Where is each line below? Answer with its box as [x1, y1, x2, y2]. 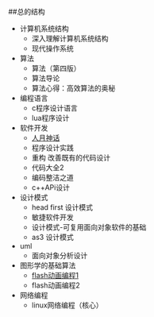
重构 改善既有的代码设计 [31, 153, 111, 162]
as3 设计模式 [31, 233, 74, 242]
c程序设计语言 [31, 103, 78, 113]
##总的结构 [8, 7, 45, 16]
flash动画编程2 [31, 280, 81, 290]
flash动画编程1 [31, 271, 79, 280]
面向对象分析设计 [31, 251, 88, 260]
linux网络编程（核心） [31, 300, 103, 310]
